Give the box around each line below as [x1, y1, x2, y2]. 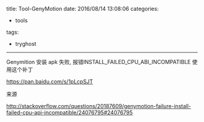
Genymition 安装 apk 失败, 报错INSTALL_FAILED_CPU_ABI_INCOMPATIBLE [6, 59, 191, 65]
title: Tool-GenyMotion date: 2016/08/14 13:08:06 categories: [6, 5, 159, 12]
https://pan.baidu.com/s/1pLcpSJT [6, 78, 93, 85]
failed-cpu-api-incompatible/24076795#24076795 [6, 109, 133, 116]
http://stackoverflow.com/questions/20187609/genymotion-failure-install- [6, 103, 191, 109]
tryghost [15, 40, 36, 47]
